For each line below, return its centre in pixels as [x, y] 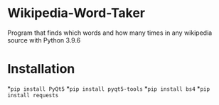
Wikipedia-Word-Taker [76, 13]
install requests [33, 95]
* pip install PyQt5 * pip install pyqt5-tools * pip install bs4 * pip [109, 88]
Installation [41, 69]
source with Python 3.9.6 [44, 40]
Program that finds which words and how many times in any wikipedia [110, 33]
